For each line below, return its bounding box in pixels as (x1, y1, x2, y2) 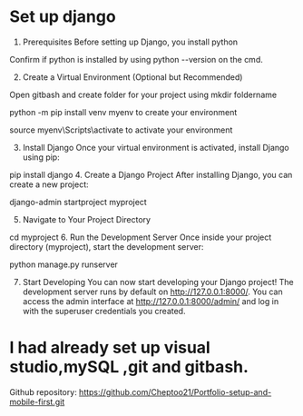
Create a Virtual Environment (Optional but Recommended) (22, 71, 243, 83)
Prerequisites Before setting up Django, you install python (22, 36, 239, 47)
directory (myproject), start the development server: (9, 241, 204, 252)
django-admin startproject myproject (9, 196, 147, 207)
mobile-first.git (9, 396, 65, 407)
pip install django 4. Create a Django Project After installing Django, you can (9, 169, 293, 180)
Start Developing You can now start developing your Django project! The (22, 276, 294, 287)
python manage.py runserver (9, 259, 118, 270)
